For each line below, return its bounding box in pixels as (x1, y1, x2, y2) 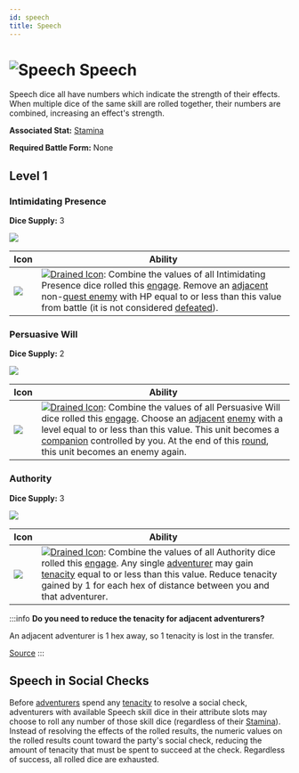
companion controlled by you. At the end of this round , (41, 435, 270, 447)
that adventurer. (41, 590, 109, 602)
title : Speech (9, 21, 62, 30)
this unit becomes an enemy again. (41, 446, 187, 459)
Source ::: (9, 647, 44, 658)
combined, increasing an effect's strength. (9, 108, 165, 118)
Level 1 (9, 168, 48, 183)
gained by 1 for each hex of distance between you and (41, 579, 270, 591)
